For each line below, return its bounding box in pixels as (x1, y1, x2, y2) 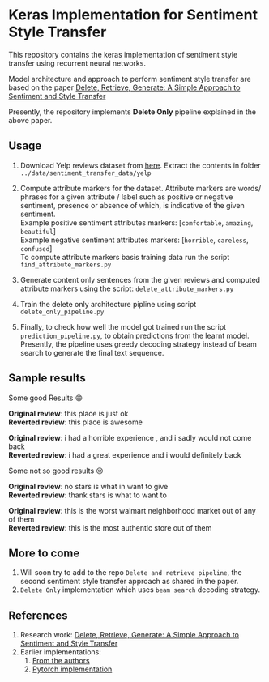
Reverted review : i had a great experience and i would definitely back (8, 450, 241, 459)
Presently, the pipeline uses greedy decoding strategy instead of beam (19, 339, 258, 349)
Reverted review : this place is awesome (8, 417, 143, 427)
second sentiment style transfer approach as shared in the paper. (19, 577, 239, 586)
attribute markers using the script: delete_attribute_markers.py (19, 283, 234, 293)
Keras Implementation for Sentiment (8, 6, 258, 24)
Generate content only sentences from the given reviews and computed (19, 275, 261, 284)
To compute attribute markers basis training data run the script (19, 252, 230, 262)
